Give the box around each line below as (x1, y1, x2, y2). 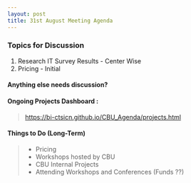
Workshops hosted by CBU (35, 152, 115, 161)
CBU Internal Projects (35, 160, 99, 168)
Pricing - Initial (17, 64, 61, 73)
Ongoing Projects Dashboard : (7, 97, 98, 105)
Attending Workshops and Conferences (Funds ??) (35, 167, 185, 176)
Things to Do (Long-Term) (7, 129, 86, 137)
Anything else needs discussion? (7, 80, 108, 89)
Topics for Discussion (7, 41, 85, 51)
